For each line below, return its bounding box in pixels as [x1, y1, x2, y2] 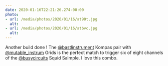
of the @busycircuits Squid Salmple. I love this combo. [5, 55, 118, 60]
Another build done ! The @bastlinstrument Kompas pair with [5, 44, 131, 50]
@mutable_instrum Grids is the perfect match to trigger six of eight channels [5, 49, 163, 55]
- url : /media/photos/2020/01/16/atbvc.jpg [5, 26, 98, 31]
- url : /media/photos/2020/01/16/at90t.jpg [5, 16, 98, 21]
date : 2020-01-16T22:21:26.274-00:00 [5, 7, 84, 12]
